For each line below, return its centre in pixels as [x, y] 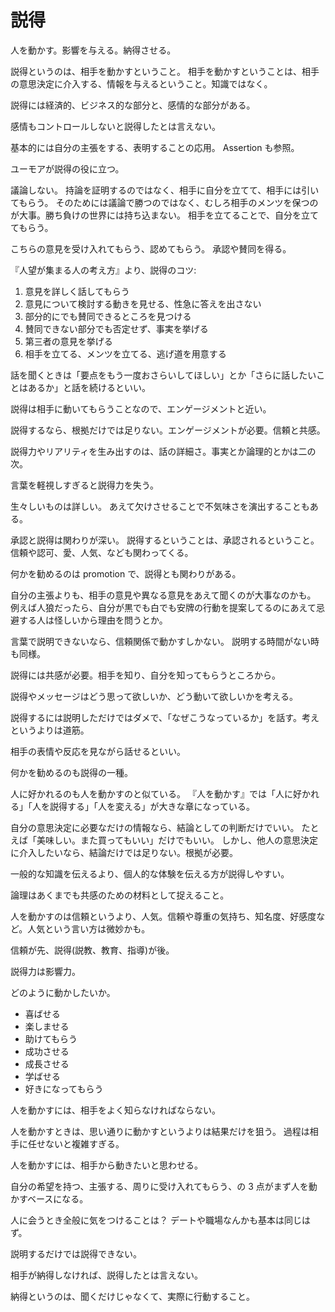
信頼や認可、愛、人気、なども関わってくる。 [102, 552]
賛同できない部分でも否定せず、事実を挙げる [116, 328]
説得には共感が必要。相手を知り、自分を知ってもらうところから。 [146, 675]
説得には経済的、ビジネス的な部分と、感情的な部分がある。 [133, 105]
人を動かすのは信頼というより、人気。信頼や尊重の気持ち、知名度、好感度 [163, 916]
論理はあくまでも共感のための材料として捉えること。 [120, 895]
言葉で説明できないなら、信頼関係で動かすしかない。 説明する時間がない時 [165, 641]
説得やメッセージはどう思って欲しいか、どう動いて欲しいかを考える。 [154, 696]
